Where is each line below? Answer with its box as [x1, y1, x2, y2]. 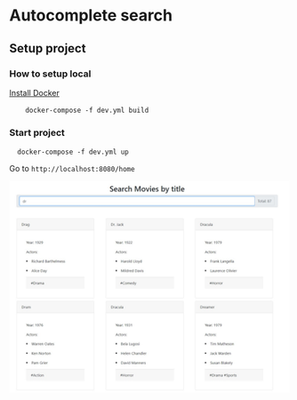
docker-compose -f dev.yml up [17, 148, 129, 156]
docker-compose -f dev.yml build [25, 106, 149, 115]
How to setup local [9, 68, 92, 80]
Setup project [9, 41, 86, 56]
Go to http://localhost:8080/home [9, 164, 135, 174]
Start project [9, 126, 65, 139]
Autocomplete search [9, 5, 173, 26]
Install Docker [9, 87, 60, 98]
